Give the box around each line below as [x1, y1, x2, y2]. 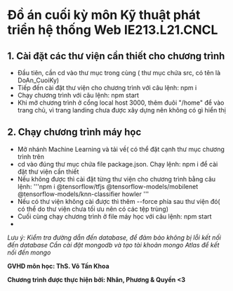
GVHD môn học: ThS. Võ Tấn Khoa [7, 261, 110, 270]
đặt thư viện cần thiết [17, 167, 79, 176]
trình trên [17, 152, 44, 161]
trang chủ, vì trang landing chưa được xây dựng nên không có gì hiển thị [17, 106, 227, 114]
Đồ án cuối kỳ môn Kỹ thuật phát [7, 7, 201, 23]
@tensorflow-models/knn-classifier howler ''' [17, 190, 149, 198]
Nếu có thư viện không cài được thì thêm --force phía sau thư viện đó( [17, 197, 220, 205]
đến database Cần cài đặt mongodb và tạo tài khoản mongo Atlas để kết [7, 240, 220, 249]
